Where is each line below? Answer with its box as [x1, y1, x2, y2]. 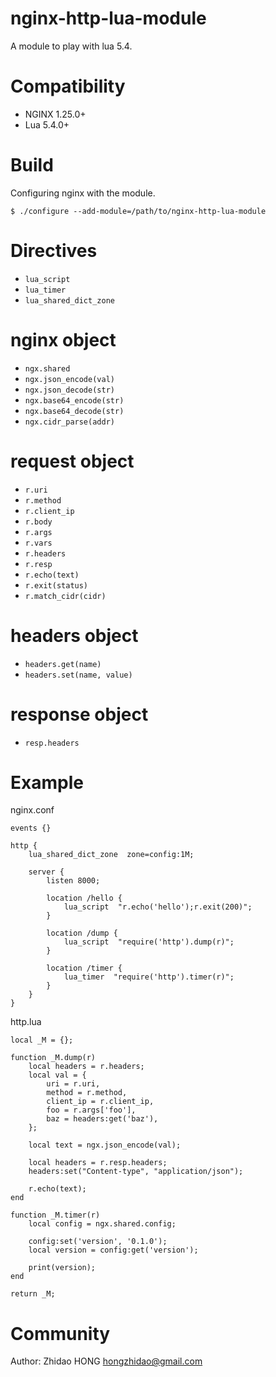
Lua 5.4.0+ [24, 118, 70, 131]
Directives [10, 240, 98, 262]
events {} [10, 823, 52, 834]
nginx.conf [10, 804, 55, 816]
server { [28, 867, 65, 877]
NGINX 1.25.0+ [24, 108, 87, 120]
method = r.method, [46, 1088, 128, 1098]
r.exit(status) [24, 580, 89, 591]
